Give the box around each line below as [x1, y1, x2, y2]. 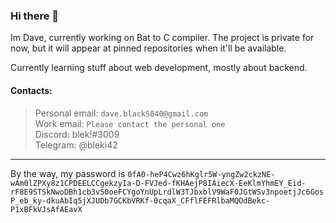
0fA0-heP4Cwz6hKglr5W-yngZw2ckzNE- [127, 169, 276, 179]
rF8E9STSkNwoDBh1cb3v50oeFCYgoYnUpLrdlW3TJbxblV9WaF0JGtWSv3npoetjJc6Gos [10, 187, 325, 197]
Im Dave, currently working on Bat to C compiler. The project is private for [10, 32, 315, 44]
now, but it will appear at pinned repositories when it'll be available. [10, 42, 287, 54]
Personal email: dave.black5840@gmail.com [34, 107, 209, 119]
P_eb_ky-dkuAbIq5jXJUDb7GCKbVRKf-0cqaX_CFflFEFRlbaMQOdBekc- [10, 195, 271, 206]
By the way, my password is [10, 167, 126, 179]
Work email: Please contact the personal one [34, 117, 226, 129]
